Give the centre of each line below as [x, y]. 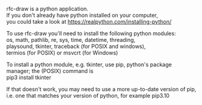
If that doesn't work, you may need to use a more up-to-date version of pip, [101, 89]
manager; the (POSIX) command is [50, 71]
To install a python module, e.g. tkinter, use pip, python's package [89, 64]
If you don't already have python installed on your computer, [82, 15]
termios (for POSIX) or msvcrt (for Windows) [62, 53]
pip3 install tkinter [29, 77]
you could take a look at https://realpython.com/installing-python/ [89, 22]
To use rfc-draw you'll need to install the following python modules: [91, 33]
